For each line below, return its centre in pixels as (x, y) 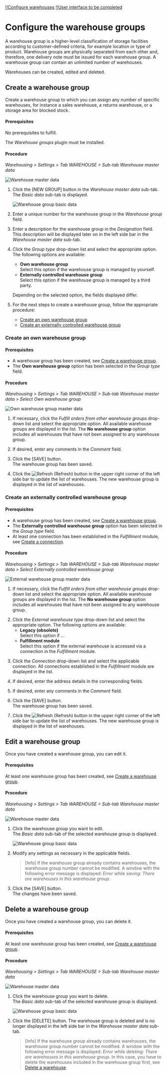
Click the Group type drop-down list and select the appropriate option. (84, 249)
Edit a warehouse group (43, 742)
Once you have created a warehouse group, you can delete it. (69, 921)
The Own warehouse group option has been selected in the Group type (86, 366)
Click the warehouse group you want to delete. (60, 996)
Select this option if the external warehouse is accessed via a (83, 646)
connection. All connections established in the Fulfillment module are (83, 666)
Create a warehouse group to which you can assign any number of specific (82, 100)
